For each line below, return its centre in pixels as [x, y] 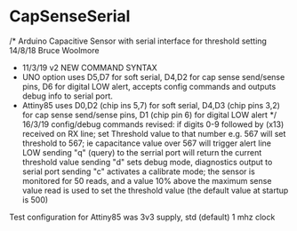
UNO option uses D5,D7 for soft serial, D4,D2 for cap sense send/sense [153, 76]
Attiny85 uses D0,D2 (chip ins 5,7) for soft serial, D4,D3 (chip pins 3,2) [151, 105]
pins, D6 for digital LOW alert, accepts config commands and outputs [149, 86]
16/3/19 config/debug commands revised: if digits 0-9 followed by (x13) [153, 124]
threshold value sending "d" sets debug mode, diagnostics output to [147, 162]
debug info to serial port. [68, 96]
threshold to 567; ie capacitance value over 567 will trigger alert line [147, 143]
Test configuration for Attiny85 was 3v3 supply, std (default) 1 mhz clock [142, 217]
